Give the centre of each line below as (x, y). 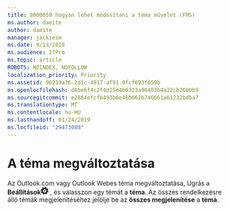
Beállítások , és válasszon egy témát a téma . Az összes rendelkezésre (114, 192)
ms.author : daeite (34, 22)
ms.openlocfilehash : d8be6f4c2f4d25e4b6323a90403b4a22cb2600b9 (103, 90)
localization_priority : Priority (57, 75)
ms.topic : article (34, 60)
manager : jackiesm (34, 38)
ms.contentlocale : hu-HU (44, 113)
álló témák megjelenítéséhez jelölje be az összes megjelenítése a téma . (113, 200)
